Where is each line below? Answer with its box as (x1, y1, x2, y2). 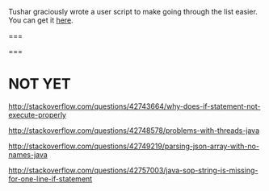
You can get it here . (8, 15, 74, 25)
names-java (8, 149, 48, 160)
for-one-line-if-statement (8, 173, 93, 184)
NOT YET (8, 75, 71, 93)
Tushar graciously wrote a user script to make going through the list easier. (8, 7, 258, 16)
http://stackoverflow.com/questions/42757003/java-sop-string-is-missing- (8, 165, 258, 175)
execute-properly (8, 110, 67, 119)
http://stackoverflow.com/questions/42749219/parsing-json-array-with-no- (8, 141, 260, 151)
